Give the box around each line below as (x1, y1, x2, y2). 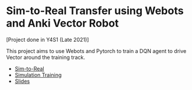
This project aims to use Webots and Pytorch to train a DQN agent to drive (6, 47, 187, 54)
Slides (14, 78, 30, 85)
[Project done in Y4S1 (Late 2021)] (6, 36, 89, 43)
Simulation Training (14, 71, 62, 78)
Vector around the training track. (6, 54, 86, 61)
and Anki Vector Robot (6, 16, 119, 30)
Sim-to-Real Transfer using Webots (6, 4, 184, 18)
